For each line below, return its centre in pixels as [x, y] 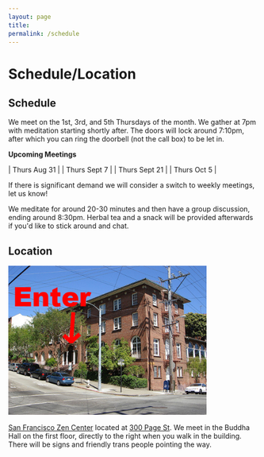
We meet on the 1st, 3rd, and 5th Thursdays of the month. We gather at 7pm [132, 122]
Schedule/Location [72, 74]
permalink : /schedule [44, 33]
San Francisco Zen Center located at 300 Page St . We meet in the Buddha [129, 428]
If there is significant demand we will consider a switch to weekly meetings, [132, 185]
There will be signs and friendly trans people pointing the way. [110, 444]
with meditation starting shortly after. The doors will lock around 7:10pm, [126, 130]
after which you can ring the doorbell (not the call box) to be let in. [116, 139]
